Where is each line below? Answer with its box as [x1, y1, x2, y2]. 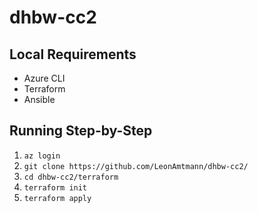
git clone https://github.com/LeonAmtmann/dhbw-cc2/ [23, 161, 249, 171]
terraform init [23, 182, 88, 193]
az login [23, 151, 61, 161]
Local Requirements [9, 46, 137, 63]
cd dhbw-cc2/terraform [23, 172, 119, 182]
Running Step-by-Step [9, 122, 153, 140]
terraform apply [23, 193, 92, 203]
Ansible [23, 94, 56, 105]
